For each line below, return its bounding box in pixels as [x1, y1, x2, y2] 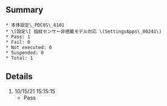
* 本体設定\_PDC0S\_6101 [5, 22, 65, 28]
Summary [5, 5, 44, 15]
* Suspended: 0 [5, 50, 44, 56]
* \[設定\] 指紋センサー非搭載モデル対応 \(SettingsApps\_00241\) [5, 28, 162, 35]
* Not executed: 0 [5, 44, 52, 50]
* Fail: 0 [5, 39, 31, 45]
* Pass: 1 [5, 33, 31, 40]
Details [5, 71, 33, 82]
